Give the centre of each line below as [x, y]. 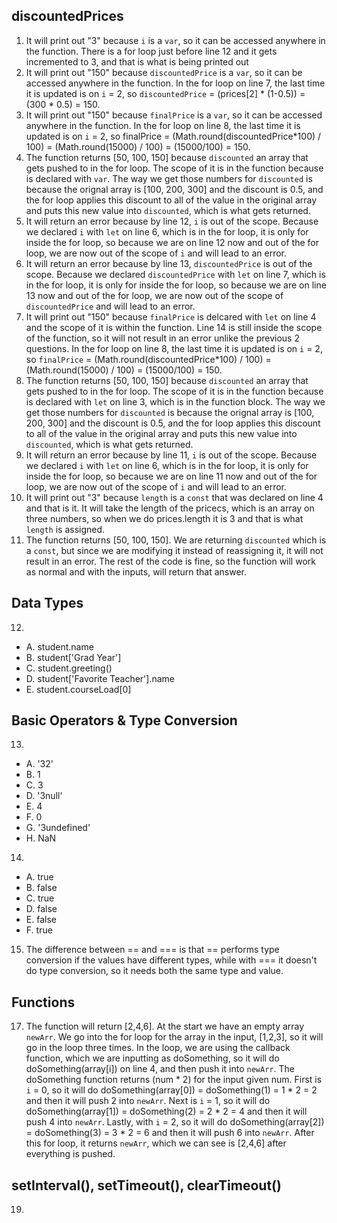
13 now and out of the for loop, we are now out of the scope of [154, 295]
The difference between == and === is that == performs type [152, 950]
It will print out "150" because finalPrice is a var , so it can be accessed [174, 115]
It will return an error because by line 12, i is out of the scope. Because [172, 221]
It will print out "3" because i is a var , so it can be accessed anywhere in [175, 40]
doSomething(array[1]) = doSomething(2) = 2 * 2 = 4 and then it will [166, 1111]
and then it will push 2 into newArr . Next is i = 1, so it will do [148, 1101]
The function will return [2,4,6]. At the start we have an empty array [165, 1026]
